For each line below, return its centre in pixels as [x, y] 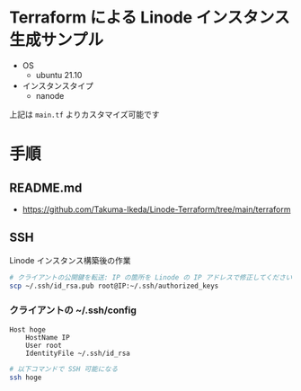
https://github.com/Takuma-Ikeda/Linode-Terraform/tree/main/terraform [156, 209]
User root [44, 345]
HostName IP [48, 337]
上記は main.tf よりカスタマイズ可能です [84, 114]
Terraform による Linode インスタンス [150, 18]
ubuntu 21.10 [59, 75]
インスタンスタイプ [58, 85]
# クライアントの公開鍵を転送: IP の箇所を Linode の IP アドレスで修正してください [151, 277]
